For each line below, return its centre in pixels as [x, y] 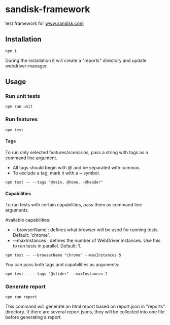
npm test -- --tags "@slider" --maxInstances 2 [57, 274]
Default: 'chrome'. [31, 235]
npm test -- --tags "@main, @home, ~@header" [54, 182]
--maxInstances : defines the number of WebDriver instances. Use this [87, 241]
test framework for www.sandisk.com [44, 23]
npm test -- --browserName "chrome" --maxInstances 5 [63, 255]
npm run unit [19, 107]
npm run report [21, 297]
